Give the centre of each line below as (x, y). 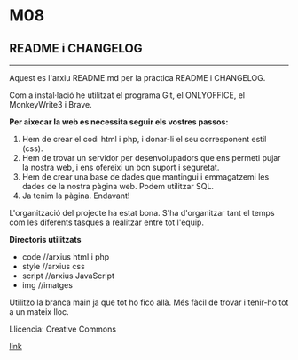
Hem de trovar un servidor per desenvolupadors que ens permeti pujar (151, 158)
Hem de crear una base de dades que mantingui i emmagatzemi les (145, 177)
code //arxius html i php (66, 257)
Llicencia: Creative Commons (63, 329)
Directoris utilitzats (45, 240)
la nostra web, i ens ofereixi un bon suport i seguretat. (121, 167)
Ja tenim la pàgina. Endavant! (76, 196)
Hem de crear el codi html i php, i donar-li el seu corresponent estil (144, 139)
